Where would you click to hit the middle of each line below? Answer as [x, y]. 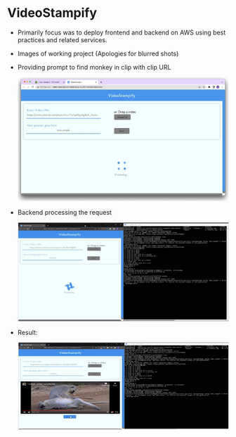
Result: [27, 332]
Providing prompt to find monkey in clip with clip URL [94, 67]
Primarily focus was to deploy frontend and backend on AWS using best [122, 32]
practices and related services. [62, 39]
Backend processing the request [65, 213]
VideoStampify [52, 13]
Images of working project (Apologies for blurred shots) [98, 53]
